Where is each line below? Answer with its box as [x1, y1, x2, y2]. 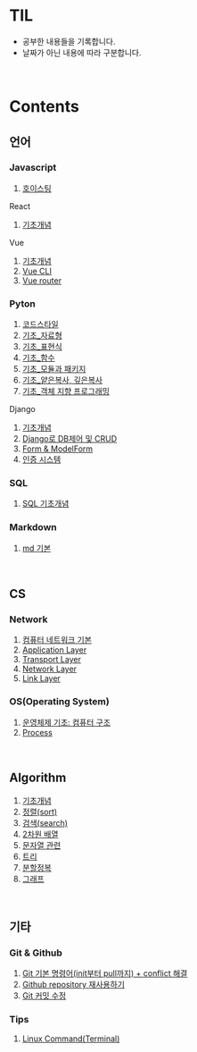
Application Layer [21, 644, 87, 655]
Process [21, 727, 53, 737]
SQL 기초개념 [21, 498, 70, 509]
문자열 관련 [21, 839, 62, 850]
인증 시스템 [21, 454, 62, 465]
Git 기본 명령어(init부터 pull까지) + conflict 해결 [21, 968, 188, 979]
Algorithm [9, 770, 67, 786]
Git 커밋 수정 [21, 990, 67, 1001]
